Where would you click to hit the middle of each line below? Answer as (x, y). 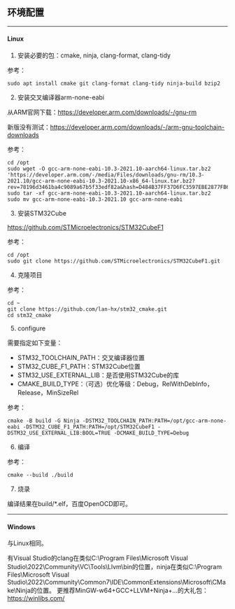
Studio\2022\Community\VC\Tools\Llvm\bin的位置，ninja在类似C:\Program (115, 567)
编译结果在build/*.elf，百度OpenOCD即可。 (69, 504)
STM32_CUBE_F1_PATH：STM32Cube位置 (79, 367)
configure (31, 328)
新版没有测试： (29, 127)
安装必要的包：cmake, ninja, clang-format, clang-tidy (94, 55)
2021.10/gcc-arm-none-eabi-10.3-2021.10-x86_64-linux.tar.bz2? (101, 181)
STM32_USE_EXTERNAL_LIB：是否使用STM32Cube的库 (98, 375)
